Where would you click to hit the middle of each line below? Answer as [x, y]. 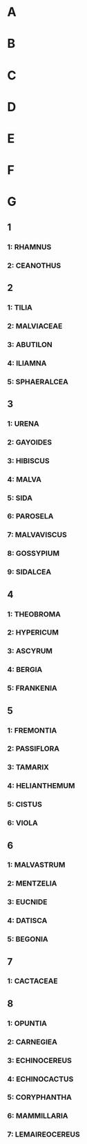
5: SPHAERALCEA [38, 382]
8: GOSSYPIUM [33, 554]
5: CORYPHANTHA [40, 1098]
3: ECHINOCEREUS [40, 1060]
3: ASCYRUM [30, 651]
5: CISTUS [25, 805]
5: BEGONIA [28, 939]
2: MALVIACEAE [35, 326]
